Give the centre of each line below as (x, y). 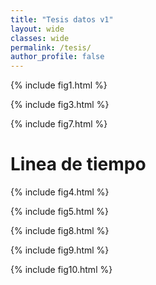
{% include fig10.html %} (61, 270)
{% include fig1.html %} (59, 85)
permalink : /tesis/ (51, 47)
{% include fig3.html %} (60, 105)
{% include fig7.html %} (59, 124)
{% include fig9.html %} (60, 250)
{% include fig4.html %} (60, 192)
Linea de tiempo (78, 164)
